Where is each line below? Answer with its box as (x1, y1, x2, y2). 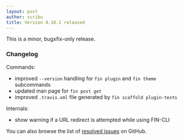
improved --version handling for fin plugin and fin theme (14, 74, 157, 82)
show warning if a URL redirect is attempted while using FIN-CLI (14, 116, 170, 123)
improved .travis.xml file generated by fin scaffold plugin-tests (14, 93, 178, 100)
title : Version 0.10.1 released (6, 19, 85, 25)
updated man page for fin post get (14, 87, 102, 94)
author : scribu (6, 14, 43, 20)
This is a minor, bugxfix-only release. (6, 36, 96, 43)
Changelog (6, 50, 38, 59)
